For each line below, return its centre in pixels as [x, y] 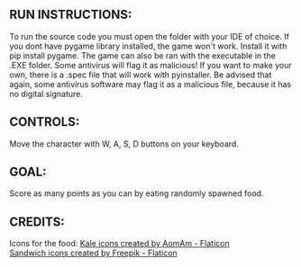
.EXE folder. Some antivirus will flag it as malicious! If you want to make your [151, 65]
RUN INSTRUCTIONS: [71, 15]
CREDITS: [37, 222]
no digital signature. [46, 93]
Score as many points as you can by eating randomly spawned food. [137, 193]
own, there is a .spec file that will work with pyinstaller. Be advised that [141, 75]
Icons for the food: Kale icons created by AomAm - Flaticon [119, 244]
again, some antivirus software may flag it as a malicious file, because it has [150, 84]
